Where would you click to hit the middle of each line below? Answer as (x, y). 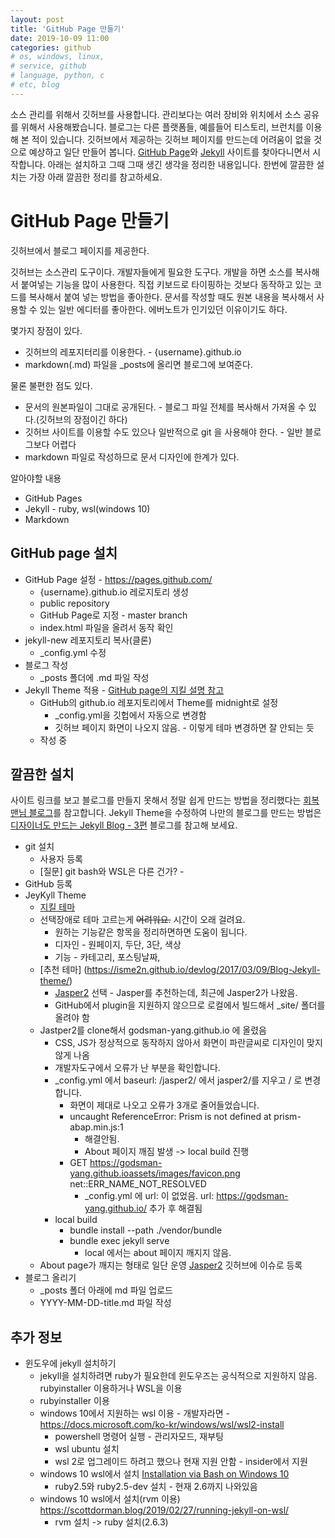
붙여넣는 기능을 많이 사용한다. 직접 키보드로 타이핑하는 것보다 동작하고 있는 (166, 284)
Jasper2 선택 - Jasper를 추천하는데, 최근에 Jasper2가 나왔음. (176, 993)
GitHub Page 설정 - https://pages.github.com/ (118, 579)
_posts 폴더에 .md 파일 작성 (94, 677)
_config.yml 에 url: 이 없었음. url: (149, 1196)
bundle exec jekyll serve (119, 1241)
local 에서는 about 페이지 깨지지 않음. (158, 1253)
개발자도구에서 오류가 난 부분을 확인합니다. (137, 1068)
